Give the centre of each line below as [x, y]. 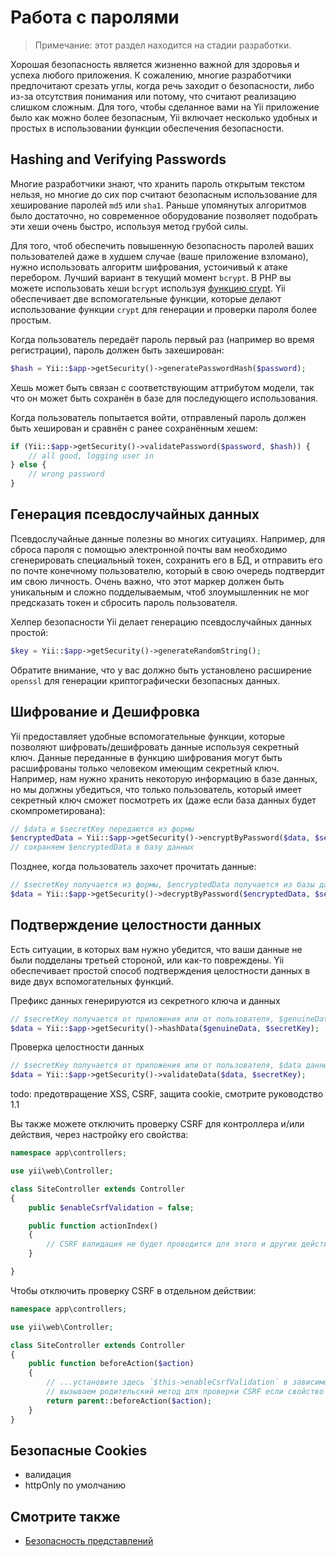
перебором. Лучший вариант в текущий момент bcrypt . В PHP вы [151, 277]
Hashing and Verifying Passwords [118, 159]
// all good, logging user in [91, 456]
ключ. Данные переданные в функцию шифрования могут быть [146, 757]
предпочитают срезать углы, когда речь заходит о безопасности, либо [162, 85]
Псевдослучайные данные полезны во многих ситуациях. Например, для [168, 538]
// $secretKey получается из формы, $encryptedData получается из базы [162, 885]
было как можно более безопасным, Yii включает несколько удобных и [164, 117]
